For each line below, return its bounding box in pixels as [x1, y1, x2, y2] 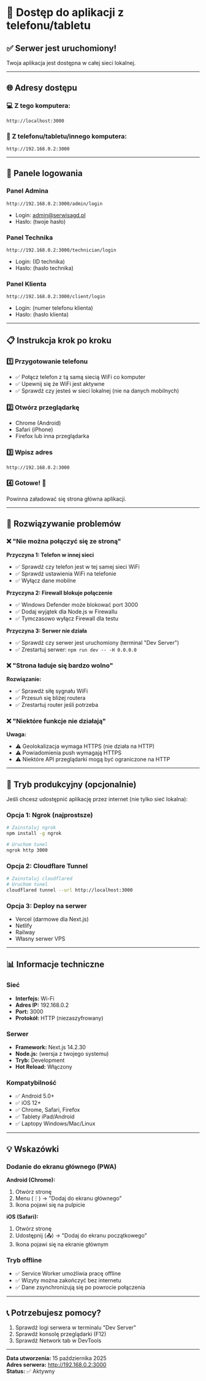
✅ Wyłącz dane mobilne [15, 577, 77, 584]
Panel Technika [6, 233, 53, 242]
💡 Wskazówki [6, 1144, 59, 1154]
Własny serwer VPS [15, 935, 66, 942]
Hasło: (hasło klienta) [15, 311, 69, 318]
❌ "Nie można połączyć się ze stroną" [6, 537, 121, 545]
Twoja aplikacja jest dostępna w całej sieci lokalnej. [6, 60, 136, 66]
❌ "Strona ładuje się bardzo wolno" [6, 661, 113, 670]
